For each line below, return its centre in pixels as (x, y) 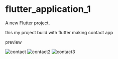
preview (14, 42)
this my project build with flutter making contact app (59, 32)
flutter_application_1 (48, 9)
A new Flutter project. (28, 23)
